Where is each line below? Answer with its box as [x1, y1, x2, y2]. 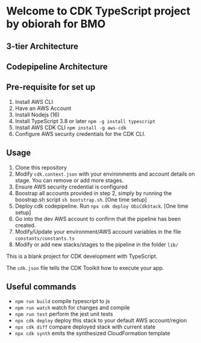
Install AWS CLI [14, 98, 53, 105]
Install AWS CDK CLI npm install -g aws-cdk [14, 124, 127, 131]
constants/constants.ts [14, 236, 75, 242]
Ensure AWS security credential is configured [14, 183, 128, 190]
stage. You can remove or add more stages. [14, 176, 124, 184]
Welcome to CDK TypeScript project [6, 4, 191, 18]
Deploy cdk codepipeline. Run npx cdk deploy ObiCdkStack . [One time [14, 202, 188, 210]
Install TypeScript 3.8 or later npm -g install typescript [14, 117, 156, 124]
